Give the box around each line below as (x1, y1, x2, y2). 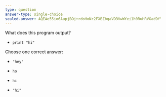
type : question (5, 7, 37, 12)
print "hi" (12, 40, 35, 45)
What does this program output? (5, 30, 71, 36)
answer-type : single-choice (5, 12, 63, 17)
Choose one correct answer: (5, 49, 63, 55)
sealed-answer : (5, 16, 37, 21)
